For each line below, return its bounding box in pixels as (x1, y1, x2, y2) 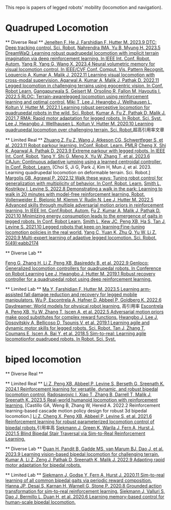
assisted (5, 291, 23, 297)
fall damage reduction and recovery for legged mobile (23, 291, 137, 297)
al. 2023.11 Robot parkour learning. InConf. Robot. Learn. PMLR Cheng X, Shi (5, 142, 166, 148)
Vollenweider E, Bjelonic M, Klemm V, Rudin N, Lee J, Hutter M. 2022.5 (5, 196, 154, 202)
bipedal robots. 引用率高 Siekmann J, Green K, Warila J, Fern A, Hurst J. (5, 424, 155, 431)
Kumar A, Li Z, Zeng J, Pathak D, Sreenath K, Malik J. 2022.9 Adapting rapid (5, 456, 165, 462)
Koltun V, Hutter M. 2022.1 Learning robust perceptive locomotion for (5, 104, 151, 110)
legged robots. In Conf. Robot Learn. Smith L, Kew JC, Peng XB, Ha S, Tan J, (5, 218, 166, 224)
